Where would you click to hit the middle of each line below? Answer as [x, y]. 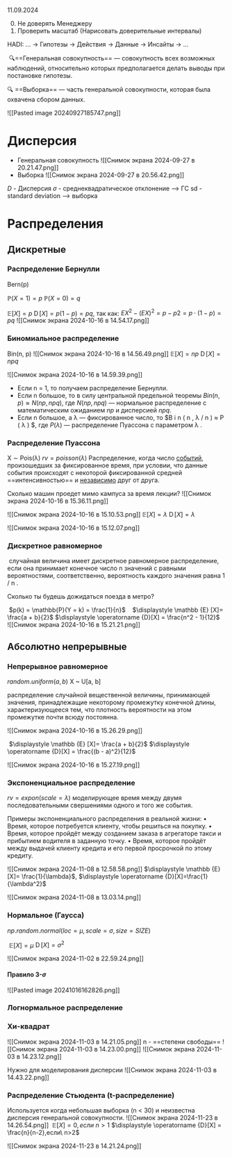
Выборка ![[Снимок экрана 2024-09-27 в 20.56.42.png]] [101, 175]
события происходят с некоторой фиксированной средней [95, 473]
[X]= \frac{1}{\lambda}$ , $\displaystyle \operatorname [85, 876]
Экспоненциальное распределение [71, 783]
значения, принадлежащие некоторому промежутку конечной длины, [112, 702]
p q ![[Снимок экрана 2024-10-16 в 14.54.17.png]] [78, 321]
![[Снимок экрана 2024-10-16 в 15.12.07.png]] [74, 528]
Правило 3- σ [27, 974]
